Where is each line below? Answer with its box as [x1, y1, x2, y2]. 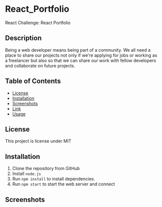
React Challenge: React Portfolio [5, 20, 71, 26]
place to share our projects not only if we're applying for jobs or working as [5, 52, 158, 58]
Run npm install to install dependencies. [12, 176, 95, 182]
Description [5, 34, 42, 42]
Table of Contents [5, 77, 61, 86]
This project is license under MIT [5, 138, 72, 144]
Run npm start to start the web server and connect [12, 181, 115, 187]
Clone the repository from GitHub [12, 166, 80, 172]
